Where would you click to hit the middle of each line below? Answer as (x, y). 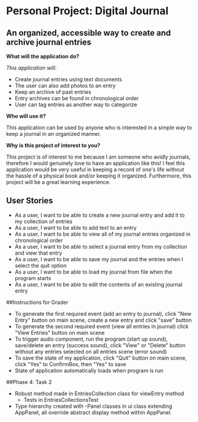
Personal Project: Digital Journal (87, 11)
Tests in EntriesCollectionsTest (61, 399)
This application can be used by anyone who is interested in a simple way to (99, 128)
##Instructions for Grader (37, 302)
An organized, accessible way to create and (88, 33)
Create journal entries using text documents (68, 79)
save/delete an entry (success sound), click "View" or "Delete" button (100, 345)
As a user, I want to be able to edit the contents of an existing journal (98, 284)
